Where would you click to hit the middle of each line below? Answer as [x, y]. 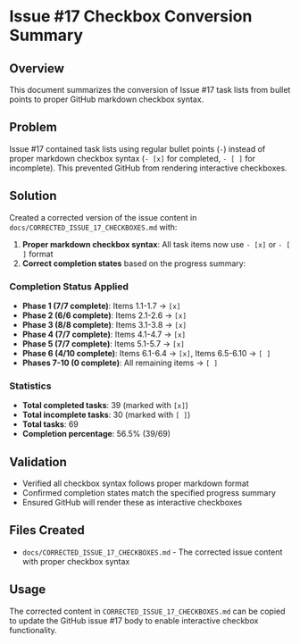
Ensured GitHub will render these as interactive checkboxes [132, 503]
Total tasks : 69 [50, 424]
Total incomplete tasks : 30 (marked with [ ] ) [106, 415]
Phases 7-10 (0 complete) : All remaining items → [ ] [120, 363]
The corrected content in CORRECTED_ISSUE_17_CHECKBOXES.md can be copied [147, 611]
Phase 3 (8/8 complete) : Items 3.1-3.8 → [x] [104, 324]
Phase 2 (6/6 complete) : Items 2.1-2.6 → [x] [104, 315]
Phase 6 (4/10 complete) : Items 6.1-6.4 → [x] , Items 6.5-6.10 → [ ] [146, 353]
